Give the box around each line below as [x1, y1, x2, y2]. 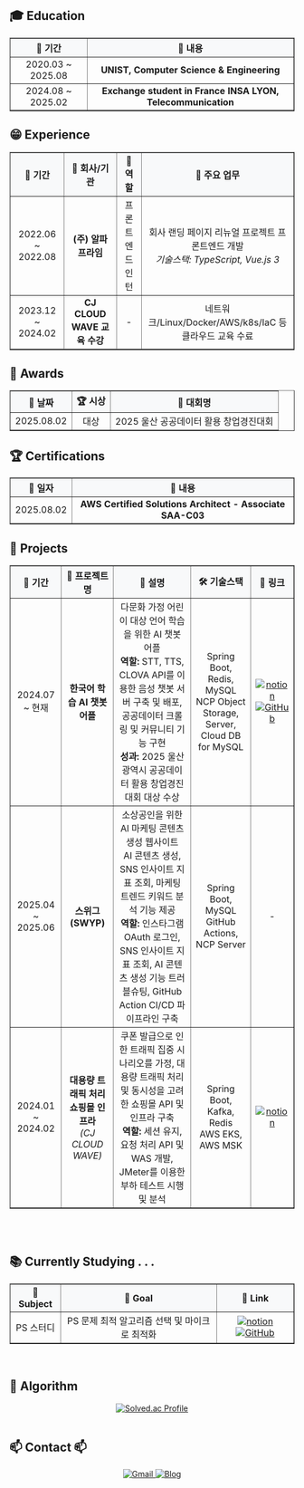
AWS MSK [198, 1139, 242, 1152]
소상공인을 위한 [121, 809, 183, 821]
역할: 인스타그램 [120, 917, 185, 930]
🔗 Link [241, 1291, 270, 1304]
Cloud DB [200, 729, 242, 742]
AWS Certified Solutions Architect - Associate [80, 498, 286, 511]
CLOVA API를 [119, 669, 175, 682]
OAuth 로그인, [123, 931, 181, 944]
